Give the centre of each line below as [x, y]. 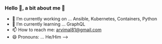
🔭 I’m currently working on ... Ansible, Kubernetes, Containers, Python [84, 19]
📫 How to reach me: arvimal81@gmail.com [57, 30]
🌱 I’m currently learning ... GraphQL [49, 24]
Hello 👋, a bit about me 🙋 [35, 8]
